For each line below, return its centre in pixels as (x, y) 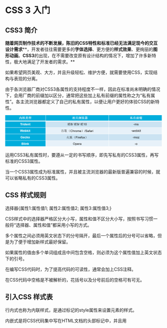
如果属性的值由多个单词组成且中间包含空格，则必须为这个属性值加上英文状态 (83, 252)
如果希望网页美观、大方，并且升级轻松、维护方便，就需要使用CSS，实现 (79, 72)
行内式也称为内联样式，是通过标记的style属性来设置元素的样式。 (71, 310)
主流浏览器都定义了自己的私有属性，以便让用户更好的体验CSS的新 (88, 102)
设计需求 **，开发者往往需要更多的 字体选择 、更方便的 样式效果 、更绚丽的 (79, 49)
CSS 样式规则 (26, 195)
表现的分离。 (27, 79)
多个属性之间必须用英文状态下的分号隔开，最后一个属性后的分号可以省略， (81, 235)
